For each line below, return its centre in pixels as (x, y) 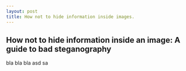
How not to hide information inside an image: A (93, 40)
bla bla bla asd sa (27, 63)
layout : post (22, 11)
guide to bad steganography (59, 49)
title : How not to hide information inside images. (70, 17)
